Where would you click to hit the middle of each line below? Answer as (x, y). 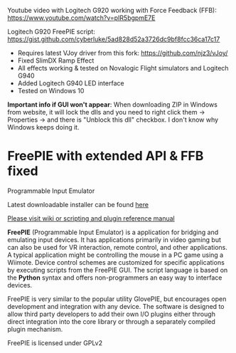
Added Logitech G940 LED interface (71, 83)
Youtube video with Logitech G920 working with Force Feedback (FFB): (112, 10)
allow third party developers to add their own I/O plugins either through (111, 314)
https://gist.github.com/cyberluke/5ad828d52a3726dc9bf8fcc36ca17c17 (114, 39)
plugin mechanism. (35, 329)
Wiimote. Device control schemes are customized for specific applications (116, 262)
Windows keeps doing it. (43, 127)
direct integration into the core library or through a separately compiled (111, 321)
